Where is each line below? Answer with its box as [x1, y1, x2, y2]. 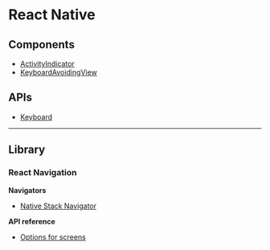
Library [8, 143, 46, 157]
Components [8, 38, 75, 51]
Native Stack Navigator [19, 201, 97, 211]
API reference [8, 216, 56, 226]
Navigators [8, 185, 47, 195]
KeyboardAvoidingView [19, 68, 98, 77]
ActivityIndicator [19, 59, 75, 68]
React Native [8, 6, 96, 24]
